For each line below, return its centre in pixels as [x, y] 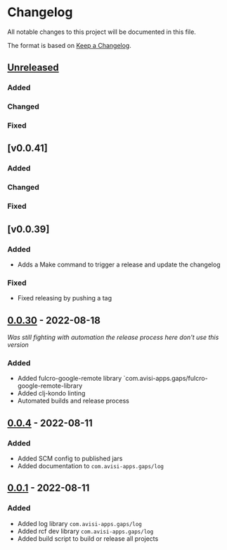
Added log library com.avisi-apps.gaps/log [80, 523]
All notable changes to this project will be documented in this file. [102, 32]
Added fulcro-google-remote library [70, 379]
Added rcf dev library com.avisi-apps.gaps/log [85, 531]
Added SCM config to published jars [70, 458]
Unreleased [33, 68]
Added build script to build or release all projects [88, 538]
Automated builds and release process [73, 401]
